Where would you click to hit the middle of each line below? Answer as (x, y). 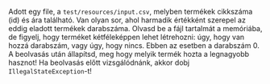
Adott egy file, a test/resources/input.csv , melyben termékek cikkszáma (131, 12)
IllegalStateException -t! (50, 71)
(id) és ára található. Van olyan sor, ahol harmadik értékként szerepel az (127, 20)
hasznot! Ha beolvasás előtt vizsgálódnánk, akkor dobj (99, 62)
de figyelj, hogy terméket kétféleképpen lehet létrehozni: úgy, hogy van (127, 37)
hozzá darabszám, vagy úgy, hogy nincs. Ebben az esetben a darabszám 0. (134, 46)
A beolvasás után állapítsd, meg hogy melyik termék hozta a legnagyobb (129, 54)
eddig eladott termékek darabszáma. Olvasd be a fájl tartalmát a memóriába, (136, 28)
